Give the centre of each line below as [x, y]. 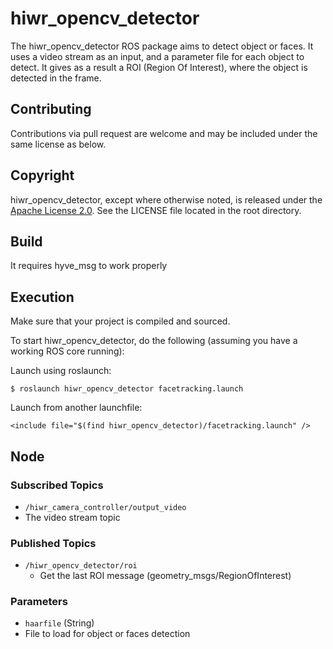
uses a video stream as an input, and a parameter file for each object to [157, 56]
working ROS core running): [67, 351]
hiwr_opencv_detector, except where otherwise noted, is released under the [166, 199]
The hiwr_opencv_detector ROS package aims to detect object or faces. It [162, 46]
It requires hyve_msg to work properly [89, 266]
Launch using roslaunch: [61, 371]
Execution [42, 297]
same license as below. [58, 144]
